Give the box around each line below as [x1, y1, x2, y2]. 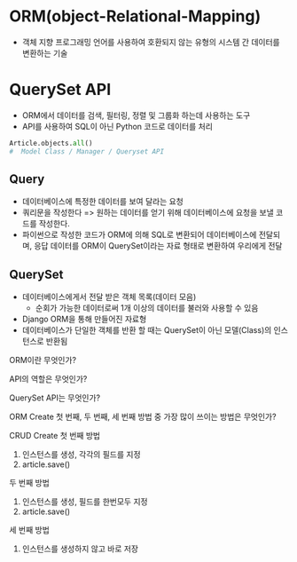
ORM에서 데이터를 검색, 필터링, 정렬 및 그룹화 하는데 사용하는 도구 [21, 109, 251, 121]
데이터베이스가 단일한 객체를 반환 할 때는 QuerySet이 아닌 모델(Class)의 [21, 325, 272, 336]
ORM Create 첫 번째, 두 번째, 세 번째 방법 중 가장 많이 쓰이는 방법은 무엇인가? [9, 411, 277, 423]
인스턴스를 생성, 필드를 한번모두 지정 [21, 496, 148, 507]
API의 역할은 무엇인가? [9, 374, 88, 384]
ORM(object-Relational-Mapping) [9, 6, 262, 27]
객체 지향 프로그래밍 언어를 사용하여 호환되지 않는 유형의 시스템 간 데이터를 [21, 36, 281, 47]
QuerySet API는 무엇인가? [9, 392, 101, 403]
